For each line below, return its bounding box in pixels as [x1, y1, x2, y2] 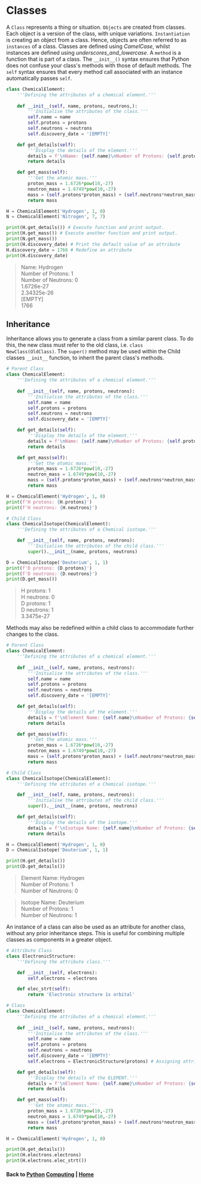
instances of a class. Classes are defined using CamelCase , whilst [6, 43, 170, 50]
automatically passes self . [6, 75, 72, 82]
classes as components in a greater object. [6, 936, 112, 943]
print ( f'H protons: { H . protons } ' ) [6, 499, 93, 505]
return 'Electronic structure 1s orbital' [28, 992, 135, 998]
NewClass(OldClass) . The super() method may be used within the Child [6, 348, 181, 355]
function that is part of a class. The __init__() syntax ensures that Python [6, 55, 190, 63]
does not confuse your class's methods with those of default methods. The [6, 61, 191, 69]
